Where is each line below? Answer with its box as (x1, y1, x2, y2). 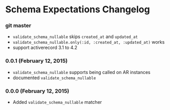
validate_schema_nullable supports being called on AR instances (12, 69, 151, 75)
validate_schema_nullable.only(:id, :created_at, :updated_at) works (12, 39, 165, 45)
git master (5, 22, 32, 29)
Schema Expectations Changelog (5, 4, 150, 15)
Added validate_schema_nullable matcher (12, 99, 102, 105)
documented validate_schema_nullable (12, 75, 96, 81)
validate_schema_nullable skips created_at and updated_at (12, 33, 138, 40)
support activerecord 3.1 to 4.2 (12, 45, 78, 51)
